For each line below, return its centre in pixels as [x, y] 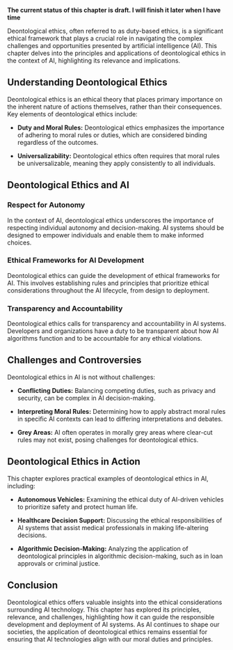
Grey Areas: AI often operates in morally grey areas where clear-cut [115, 432]
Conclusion [33, 586]
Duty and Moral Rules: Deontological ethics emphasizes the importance [121, 127]
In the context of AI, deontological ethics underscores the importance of [111, 220]
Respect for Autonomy [46, 205]
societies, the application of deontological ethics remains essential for [107, 632]
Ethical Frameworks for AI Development [76, 261]
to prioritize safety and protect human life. [77, 506]
